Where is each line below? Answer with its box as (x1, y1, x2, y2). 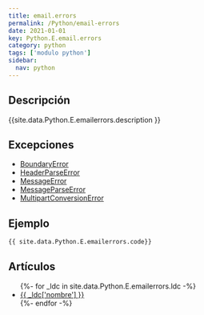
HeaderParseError (19, 168, 80, 177)
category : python (8, 42, 66, 50)
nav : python (15, 64, 56, 72)
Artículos (8, 260, 56, 273)
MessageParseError (19, 185, 86, 195)
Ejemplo (8, 216, 50, 230)
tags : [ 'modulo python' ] (8, 49, 91, 57)
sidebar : (8, 57, 38, 65)
